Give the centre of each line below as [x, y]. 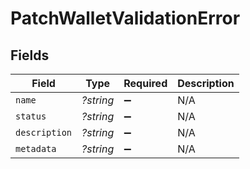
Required [145, 83]
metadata [36, 148]
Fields [30, 55]
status [31, 116]
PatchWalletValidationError [125, 18]
